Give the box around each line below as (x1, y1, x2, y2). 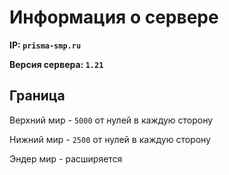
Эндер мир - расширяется (9, 152, 123, 165)
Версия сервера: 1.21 (9, 58, 104, 70)
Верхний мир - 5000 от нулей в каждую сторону (9, 114, 214, 126)
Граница (9, 87, 66, 105)
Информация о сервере (9, 6, 219, 29)
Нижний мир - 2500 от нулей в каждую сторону (9, 133, 211, 145)
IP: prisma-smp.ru (9, 39, 82, 51)
